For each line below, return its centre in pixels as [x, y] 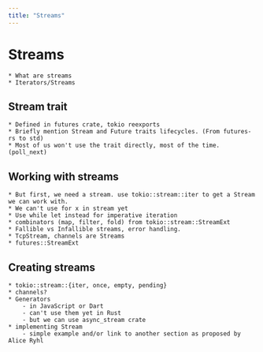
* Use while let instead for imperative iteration [93, 215]
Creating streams [52, 267]
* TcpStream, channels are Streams [67, 236]
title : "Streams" [37, 15]
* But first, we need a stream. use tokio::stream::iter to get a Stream [132, 195]
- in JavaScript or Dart [63, 306]
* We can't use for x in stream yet [68, 209]
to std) [31, 139]
